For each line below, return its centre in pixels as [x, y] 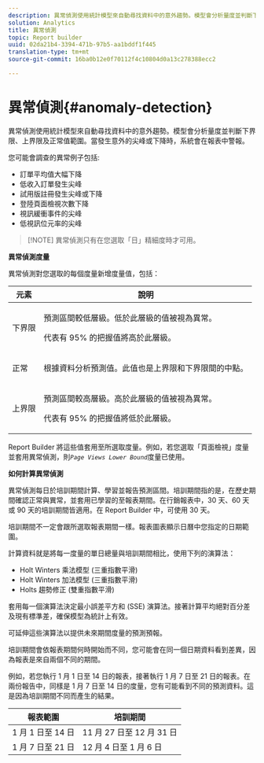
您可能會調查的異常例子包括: [54, 157]
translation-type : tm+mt [49, 52]
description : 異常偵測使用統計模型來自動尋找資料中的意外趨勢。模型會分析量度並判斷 [130, 15]
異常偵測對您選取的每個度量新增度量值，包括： [84, 273]
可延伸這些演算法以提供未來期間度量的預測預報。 [87, 632]
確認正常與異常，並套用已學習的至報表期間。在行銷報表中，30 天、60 [128, 499]
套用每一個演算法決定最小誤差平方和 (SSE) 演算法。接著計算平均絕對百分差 [129, 606]
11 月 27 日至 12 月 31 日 [130, 732]
